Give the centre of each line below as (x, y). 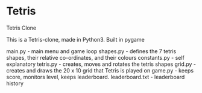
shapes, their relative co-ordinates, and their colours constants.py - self (96, 57)
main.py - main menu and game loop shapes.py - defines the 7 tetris (91, 51)
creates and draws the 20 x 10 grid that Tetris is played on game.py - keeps (100, 70)
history (15, 83)
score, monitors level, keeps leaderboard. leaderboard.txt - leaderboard (96, 77)
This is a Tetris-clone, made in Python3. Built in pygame (75, 39)
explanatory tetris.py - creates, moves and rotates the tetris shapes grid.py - (101, 64)
